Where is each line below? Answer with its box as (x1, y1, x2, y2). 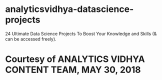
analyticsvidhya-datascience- (5, 3, 134, 15)
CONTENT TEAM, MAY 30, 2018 (5, 64, 141, 75)
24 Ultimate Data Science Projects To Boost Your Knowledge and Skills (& (5, 30, 157, 36)
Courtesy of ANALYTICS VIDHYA (5, 53, 145, 65)
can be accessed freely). (5, 36, 56, 42)
